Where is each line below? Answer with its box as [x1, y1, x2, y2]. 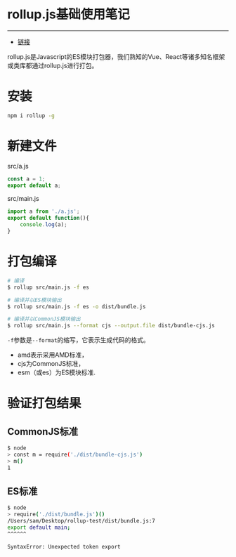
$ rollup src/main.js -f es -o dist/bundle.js [7, 303, 146, 310]
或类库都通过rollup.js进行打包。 [7, 61, 98, 70]
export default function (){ [7, 215, 90, 222]
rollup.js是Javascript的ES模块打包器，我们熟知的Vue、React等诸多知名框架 [7, 52, 225, 60]
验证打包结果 [7, 395, 82, 412]
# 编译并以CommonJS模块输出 [7, 315, 81, 323]
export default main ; [7, 524, 71, 531]
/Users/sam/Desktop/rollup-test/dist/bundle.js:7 [7, 518, 156, 525]
